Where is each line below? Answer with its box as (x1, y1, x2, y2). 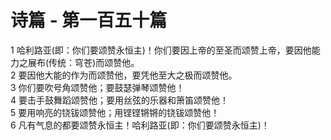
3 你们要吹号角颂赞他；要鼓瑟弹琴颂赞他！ (10, 81, 185, 93)
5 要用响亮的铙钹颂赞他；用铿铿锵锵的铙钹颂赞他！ (10, 106, 220, 118)
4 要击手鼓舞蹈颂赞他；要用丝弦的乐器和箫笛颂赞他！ (10, 94, 229, 106)
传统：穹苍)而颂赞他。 (48, 56, 140, 68)
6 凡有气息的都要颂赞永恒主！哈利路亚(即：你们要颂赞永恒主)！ (10, 119, 270, 131)
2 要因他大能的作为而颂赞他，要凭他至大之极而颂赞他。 (10, 69, 238, 81)
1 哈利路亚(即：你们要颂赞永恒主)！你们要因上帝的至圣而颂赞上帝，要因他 (10, 44, 312, 56)
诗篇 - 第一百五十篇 (10, 9, 168, 32)
